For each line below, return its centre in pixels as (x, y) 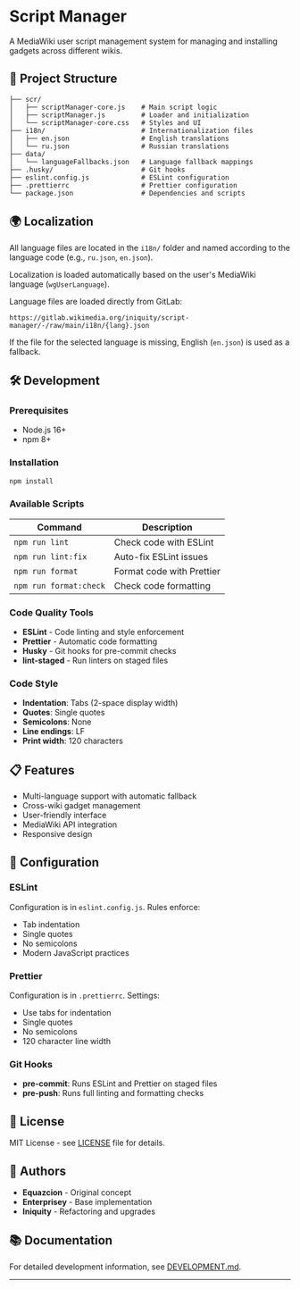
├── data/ (28, 154)
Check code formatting (162, 585)
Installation (34, 463)
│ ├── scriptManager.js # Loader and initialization (129, 115)
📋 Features (42, 770)
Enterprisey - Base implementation (87, 1202)
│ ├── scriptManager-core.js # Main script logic (113, 107)
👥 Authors (38, 1171)
